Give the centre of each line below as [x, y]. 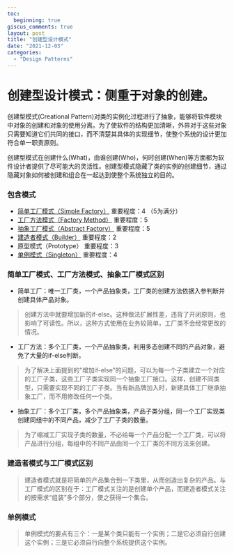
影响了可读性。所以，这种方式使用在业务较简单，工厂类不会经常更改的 [125, 323]
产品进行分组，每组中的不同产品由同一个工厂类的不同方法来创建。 [119, 444]
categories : [24, 53]
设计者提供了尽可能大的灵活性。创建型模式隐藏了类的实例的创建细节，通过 [120, 166]
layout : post [26, 33]
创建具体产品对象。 [45, 300]
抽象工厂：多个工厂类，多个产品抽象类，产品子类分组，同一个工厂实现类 [121, 411]
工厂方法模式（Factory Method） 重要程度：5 [83, 220]
